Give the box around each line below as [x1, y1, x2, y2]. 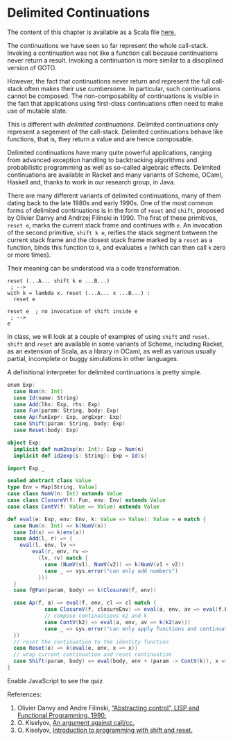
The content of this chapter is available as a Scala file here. [7, 28, 176, 36]
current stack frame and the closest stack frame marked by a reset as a [7, 235, 213, 244]
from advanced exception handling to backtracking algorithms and [7, 155, 198, 164]
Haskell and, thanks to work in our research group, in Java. [7, 177, 175, 186]
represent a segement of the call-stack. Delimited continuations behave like [7, 127, 223, 136]
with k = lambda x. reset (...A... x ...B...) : [7, 289, 150, 296]
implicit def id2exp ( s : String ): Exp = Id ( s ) [13, 452, 148, 459]
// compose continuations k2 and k [44, 612, 148, 620]
